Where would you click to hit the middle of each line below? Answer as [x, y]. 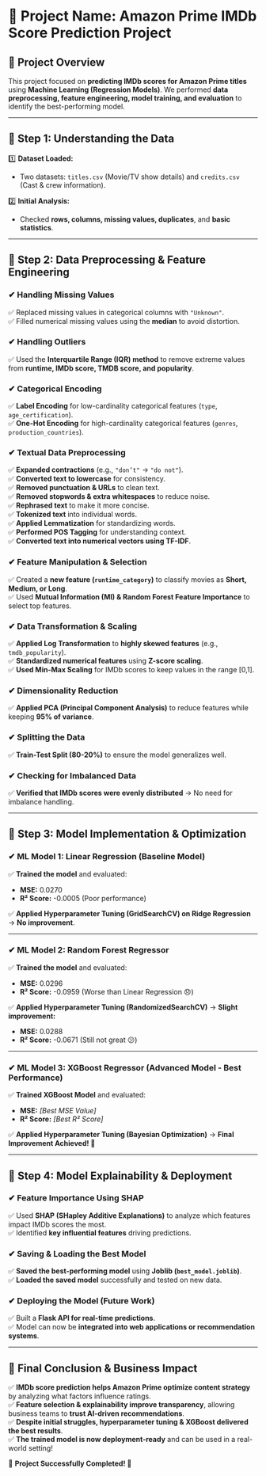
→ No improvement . [42, 922]
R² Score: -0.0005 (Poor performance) [83, 898]
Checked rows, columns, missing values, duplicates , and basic [125, 219]
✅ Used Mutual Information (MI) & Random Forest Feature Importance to [129, 596]
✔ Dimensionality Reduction [63, 690]
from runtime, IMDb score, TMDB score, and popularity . [101, 368]
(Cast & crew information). [63, 184]
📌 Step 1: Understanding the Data [91, 139]
